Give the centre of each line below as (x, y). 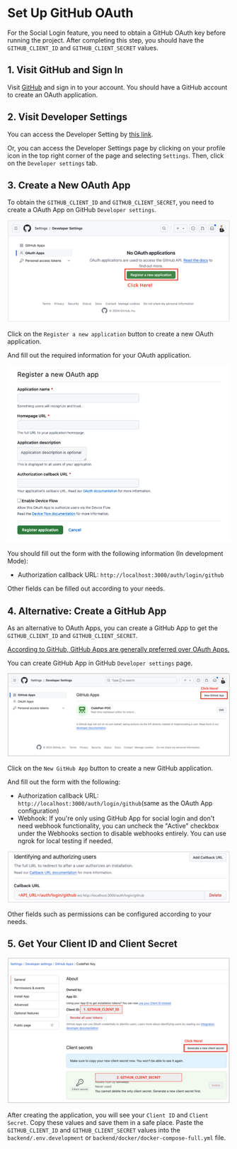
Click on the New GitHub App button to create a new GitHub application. (110, 769)
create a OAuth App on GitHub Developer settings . (82, 210)
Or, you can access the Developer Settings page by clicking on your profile (116, 148)
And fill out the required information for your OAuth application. (99, 355)
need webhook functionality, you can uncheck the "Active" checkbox (118, 826)
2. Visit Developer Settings (68, 117)
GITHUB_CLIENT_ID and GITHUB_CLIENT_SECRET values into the (94, 1131)
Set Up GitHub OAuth (70, 13)
